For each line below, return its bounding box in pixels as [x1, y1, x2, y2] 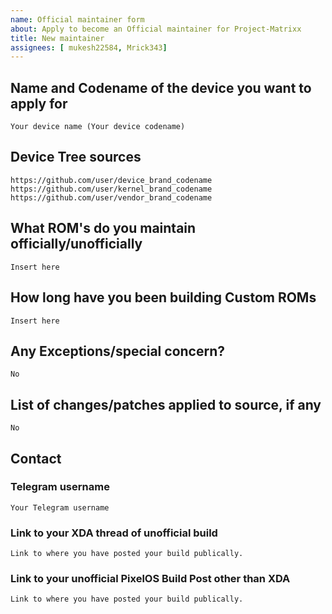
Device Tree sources [10, 149, 142, 166]
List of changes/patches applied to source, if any [10, 396, 322, 413]
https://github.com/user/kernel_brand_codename [10, 184, 213, 194]
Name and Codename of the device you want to [10, 79, 312, 96]
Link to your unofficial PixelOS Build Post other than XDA [10, 572, 291, 586]
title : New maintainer [10, 33, 105, 43]
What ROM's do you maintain [10, 220, 197, 237]
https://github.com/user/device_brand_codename [10, 175, 213, 185]
